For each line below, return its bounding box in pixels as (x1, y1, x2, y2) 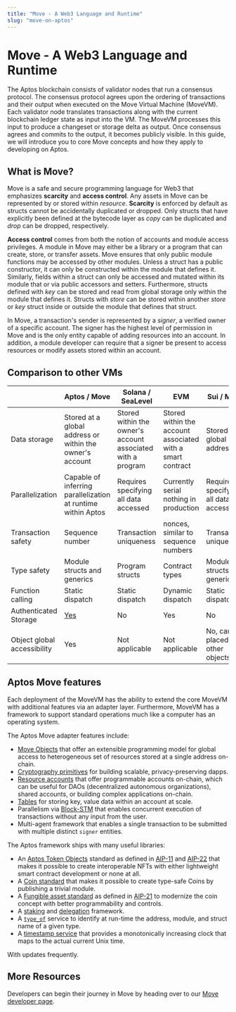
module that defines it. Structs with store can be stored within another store (7, 295, 226, 303)
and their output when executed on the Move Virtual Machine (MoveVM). (7, 100, 218, 109)
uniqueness (117, 536, 156, 546)
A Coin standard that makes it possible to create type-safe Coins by (17, 877, 214, 885)
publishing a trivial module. (17, 884, 96, 892)
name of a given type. (17, 921, 81, 930)
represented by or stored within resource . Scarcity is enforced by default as (7, 199, 228, 208)
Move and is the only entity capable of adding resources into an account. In (7, 331, 226, 340)
